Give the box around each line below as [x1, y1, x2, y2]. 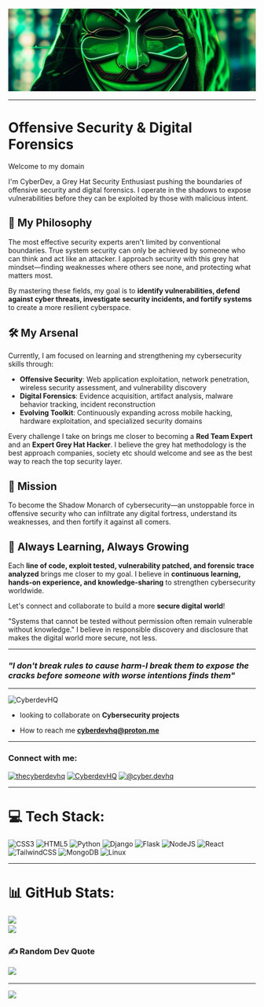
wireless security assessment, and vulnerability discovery [19, 383, 207, 393]
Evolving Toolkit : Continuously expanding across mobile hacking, [19, 408, 233, 418]
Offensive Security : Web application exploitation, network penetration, [19, 374, 250, 384]
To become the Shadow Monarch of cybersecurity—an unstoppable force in [8, 500, 255, 510]
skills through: [8, 360, 54, 369]
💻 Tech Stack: [8, 808, 105, 826]
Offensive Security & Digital [8, 119, 192, 137]
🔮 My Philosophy [8, 216, 93, 230]
